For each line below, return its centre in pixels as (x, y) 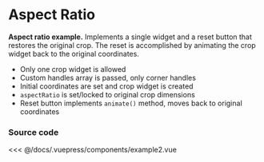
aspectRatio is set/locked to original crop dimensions (108, 94)
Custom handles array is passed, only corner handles (108, 77)
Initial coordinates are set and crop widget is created (106, 86)
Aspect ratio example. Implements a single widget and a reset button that (130, 37)
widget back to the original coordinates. (74, 53)
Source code (34, 132)
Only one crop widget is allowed (73, 69)
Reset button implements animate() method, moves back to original (131, 103)
